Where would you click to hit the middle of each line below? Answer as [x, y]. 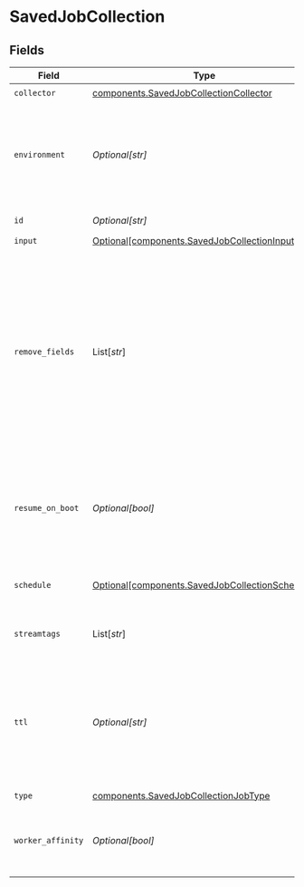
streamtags [37, 634]
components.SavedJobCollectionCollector [182, 92]
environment [40, 154]
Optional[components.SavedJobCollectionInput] [195, 241]
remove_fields [44, 352]
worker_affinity [49, 840]
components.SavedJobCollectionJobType [181, 795]
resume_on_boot [47, 508]
